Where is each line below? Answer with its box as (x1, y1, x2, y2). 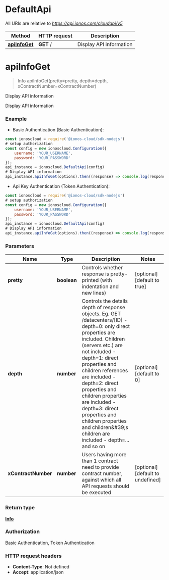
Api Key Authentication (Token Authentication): (12, 183, 110, 189)
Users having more (81, 451, 127, 458)
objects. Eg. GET (81, 310, 121, 317)
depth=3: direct (81, 405, 119, 412)
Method (11, 32, 30, 39)
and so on (81, 443, 106, 450)
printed (81, 277, 99, 284)
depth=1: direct (81, 355, 119, 362)
